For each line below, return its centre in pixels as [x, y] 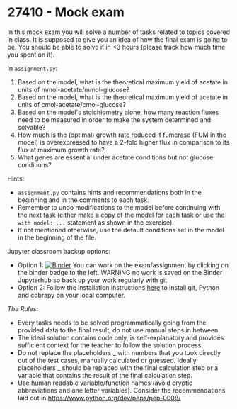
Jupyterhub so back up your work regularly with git [92, 280]
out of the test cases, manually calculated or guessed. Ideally [107, 360]
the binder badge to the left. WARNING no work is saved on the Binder [120, 272]
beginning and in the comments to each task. [83, 200]
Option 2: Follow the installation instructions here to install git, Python [118, 287]
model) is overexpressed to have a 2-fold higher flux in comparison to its [123, 142]
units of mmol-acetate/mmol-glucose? [74, 89]
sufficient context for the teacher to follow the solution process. [110, 345]
